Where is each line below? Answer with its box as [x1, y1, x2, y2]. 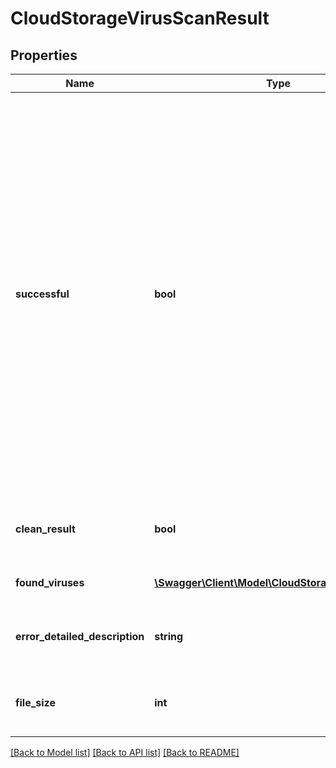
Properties [10, 47, 78, 64]
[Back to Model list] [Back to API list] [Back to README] [10, 747, 240, 758]
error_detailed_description [15, 630, 145, 643]
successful [15, 287, 70, 301]
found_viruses [15, 576, 85, 589]
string [154, 630, 184, 643]
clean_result [15, 522, 76, 536]
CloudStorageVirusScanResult [10, 7, 270, 30]
